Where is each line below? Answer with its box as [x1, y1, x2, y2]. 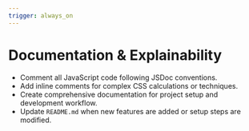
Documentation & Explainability [8, 46, 223, 64]
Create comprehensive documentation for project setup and [19, 89, 219, 99]
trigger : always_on [8, 11, 74, 20]
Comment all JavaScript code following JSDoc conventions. [19, 73, 218, 82]
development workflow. [19, 97, 98, 108]
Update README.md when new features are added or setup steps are [19, 106, 242, 116]
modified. [19, 115, 52, 125]
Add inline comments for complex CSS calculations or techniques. [19, 81, 239, 90]
